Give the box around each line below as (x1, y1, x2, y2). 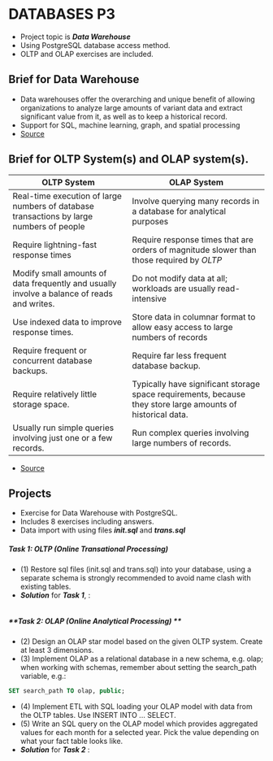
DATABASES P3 (8, 5, 116, 24)
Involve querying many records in (132, 195, 260, 207)
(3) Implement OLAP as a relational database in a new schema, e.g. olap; (19, 654, 264, 663)
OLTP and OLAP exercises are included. (19, 49, 154, 59)
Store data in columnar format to (132, 311, 256, 322)
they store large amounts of (132, 398, 237, 410)
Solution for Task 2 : (19, 745, 90, 754)
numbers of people (12, 220, 85, 232)
